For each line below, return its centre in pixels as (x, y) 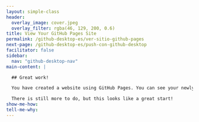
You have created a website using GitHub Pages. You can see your (95, 88)
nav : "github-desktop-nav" (45, 61)
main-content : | (26, 67)
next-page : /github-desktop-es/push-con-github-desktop (76, 45)
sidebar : (17, 56)
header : (16, 17)
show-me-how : (22, 104)
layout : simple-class (33, 12)
